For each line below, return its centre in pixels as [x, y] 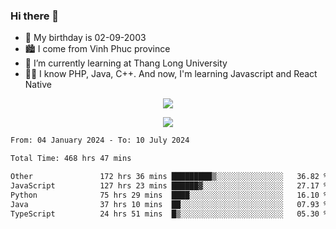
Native [38, 85]
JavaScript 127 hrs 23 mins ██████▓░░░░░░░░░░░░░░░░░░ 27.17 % [169, 185]
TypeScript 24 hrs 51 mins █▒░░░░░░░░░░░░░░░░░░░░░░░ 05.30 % [169, 214]
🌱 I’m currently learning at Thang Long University [126, 63]
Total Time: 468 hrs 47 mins [71, 159]
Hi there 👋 [35, 16]
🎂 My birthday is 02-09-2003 [85, 38]
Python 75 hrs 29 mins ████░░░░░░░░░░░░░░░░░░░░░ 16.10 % [169, 195]
